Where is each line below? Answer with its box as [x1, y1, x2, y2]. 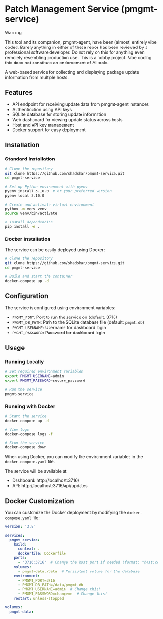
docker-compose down [5, 445, 47, 450]
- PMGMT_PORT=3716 [17, 578, 55, 583]
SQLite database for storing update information [12, 111, 107, 117]
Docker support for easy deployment [12, 127, 86, 133]
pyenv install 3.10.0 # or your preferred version [5, 189, 112, 193]
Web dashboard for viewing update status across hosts [12, 116, 123, 122]
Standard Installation [5, 156, 56, 162]
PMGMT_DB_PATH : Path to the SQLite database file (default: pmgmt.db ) [12, 319, 145, 325]
